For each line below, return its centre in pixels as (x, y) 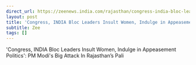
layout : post (22, 17)
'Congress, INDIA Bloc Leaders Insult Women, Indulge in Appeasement (91, 49)
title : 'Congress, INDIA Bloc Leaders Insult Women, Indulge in (86, 22)
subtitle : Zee (23, 28)
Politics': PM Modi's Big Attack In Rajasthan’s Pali (65, 56)
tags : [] (17, 33)
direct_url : (20, 11)
